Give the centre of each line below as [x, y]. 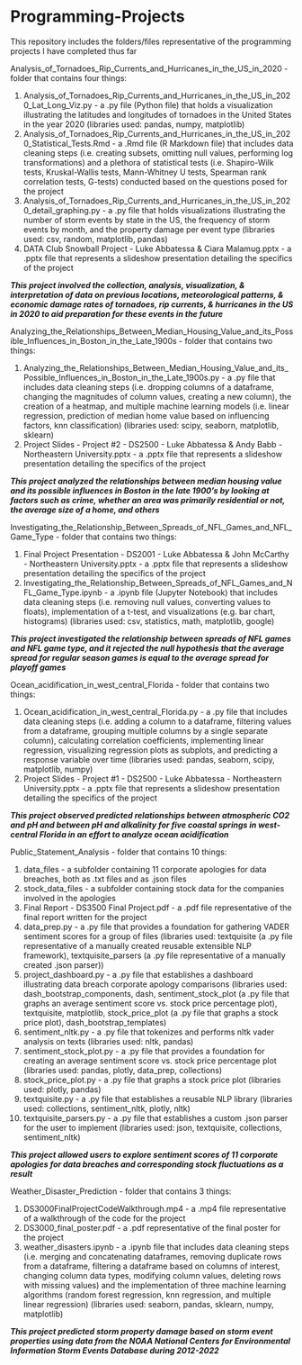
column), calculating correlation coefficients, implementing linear [143, 740]
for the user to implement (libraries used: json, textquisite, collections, [152, 1127]
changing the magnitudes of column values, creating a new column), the [157, 396]
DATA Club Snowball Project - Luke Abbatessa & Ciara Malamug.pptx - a [157, 249]
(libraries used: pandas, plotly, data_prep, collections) [123, 1070]
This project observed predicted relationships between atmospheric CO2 [150, 815]
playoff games [38, 667]
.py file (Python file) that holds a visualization [190, 104]
